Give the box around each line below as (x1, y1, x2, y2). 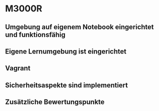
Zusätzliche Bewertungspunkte (5, 98, 105, 107)
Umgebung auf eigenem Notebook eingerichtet (5, 23, 154, 31)
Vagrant (5, 64, 31, 72)
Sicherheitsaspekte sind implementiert (5, 81, 128, 89)
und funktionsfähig (5, 30, 66, 39)
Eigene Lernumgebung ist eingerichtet (5, 47, 127, 55)
